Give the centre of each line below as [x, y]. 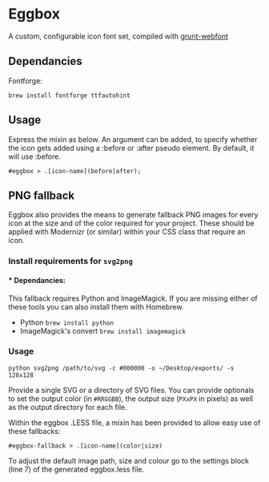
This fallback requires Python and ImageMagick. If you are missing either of [133, 298]
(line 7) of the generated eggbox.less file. [76, 469]
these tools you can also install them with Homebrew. [96, 306]
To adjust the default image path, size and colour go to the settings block [129, 460]
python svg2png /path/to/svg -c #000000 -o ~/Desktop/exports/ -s [121, 368]
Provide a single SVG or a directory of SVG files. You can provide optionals [131, 390]
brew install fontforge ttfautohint [69, 95]
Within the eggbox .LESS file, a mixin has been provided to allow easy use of [134, 423]
